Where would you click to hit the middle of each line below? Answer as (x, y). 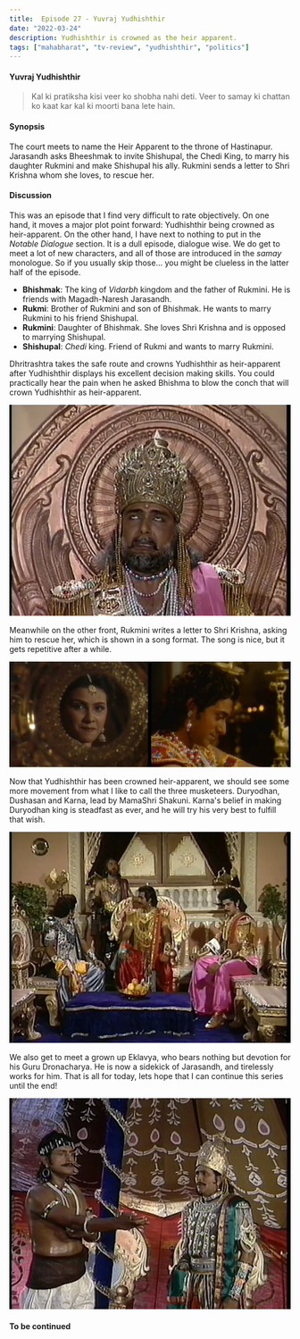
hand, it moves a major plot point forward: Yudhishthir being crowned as (142, 224)
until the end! (33, 1085)
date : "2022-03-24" (46, 28)
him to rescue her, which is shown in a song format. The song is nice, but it (147, 640)
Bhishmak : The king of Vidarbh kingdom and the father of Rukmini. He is (156, 289)
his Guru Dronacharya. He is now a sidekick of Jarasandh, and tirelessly (142, 1067)
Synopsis (27, 127)
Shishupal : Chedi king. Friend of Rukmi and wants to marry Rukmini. (148, 346)
